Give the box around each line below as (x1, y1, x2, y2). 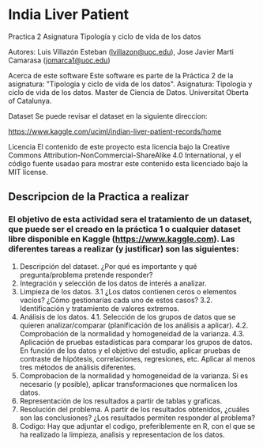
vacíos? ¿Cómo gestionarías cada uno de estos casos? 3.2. (19, 295, 213, 305)
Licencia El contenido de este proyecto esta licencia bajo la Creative (8, 142, 231, 151)
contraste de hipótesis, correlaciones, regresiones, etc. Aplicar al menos (19, 354, 256, 363)
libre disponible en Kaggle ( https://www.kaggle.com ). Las (8, 233, 235, 244)
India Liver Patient (8, 6, 130, 24)
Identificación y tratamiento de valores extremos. (19, 303, 180, 313)
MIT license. (8, 167, 49, 176)
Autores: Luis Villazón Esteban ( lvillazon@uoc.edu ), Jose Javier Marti (8, 47, 235, 56)
